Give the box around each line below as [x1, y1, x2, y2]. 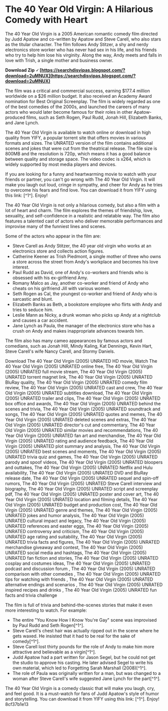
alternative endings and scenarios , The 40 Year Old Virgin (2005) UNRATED [5, 581, 163, 587]
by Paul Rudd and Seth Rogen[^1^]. [12, 622, 84, 628]
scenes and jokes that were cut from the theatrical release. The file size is [5, 145, 157, 151]
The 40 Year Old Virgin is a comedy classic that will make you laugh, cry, [5, 685, 155, 691]
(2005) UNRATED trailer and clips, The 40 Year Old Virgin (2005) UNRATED [5, 395, 161, 401]
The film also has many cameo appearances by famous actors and [5, 337, 142, 344]
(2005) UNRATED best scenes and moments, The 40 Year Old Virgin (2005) [5, 448, 161, 454]
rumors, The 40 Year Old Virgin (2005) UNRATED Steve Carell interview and [5, 480, 161, 487]
